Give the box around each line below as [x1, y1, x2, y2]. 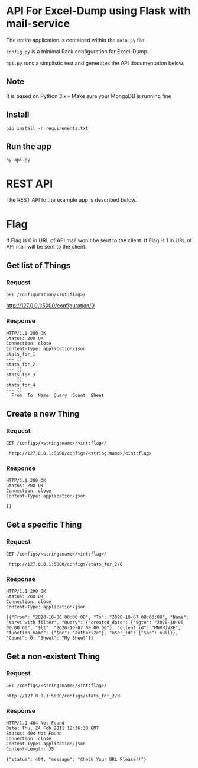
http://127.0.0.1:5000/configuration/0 [6, 302, 95, 309]
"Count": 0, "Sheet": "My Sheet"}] [6, 635, 94, 642]
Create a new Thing [6, 408, 80, 419]
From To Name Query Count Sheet [11, 393, 105, 399]
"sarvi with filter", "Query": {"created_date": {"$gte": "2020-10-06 [6, 620, 184, 626]
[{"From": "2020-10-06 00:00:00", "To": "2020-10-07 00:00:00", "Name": [6, 614, 189, 621]
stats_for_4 [6, 382, 35, 388]
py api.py [6, 157, 31, 163]
